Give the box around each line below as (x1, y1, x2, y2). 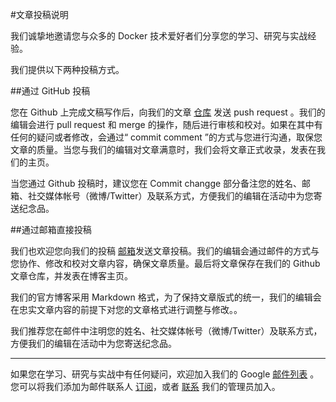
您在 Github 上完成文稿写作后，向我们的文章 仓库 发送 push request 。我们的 (10, 106, 326, 118)
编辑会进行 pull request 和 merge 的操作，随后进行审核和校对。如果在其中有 (10, 119, 323, 130)
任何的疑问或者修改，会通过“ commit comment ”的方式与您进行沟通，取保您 (10, 131, 323, 143)
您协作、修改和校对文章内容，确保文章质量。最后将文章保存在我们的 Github (10, 258, 321, 269)
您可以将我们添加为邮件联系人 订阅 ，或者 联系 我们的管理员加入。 (10, 381, 281, 392)
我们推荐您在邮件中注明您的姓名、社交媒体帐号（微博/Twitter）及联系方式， (10, 325, 323, 337)
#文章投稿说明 (10, 9, 69, 20)
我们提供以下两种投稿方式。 (10, 64, 125, 75)
